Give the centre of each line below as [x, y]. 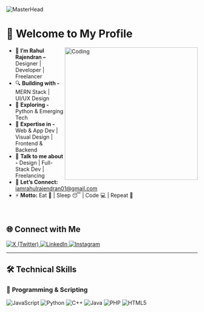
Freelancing [30, 175]
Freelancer [29, 76]
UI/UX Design [32, 98]
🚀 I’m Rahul [29, 50]
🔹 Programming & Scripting [47, 290]
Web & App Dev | [36, 130]
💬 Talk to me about [39, 156]
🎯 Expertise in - [35, 124]
